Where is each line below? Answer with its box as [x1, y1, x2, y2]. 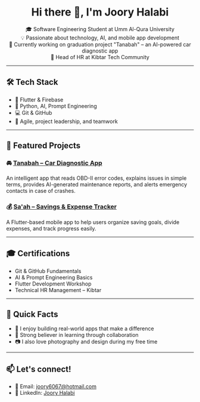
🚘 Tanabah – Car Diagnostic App [6, 159, 102, 167]
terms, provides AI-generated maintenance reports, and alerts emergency [6, 181, 187, 188]
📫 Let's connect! [6, 364, 71, 374]
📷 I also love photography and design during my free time [14, 338, 158, 345]
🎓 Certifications [6, 248, 70, 259]
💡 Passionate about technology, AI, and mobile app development [20, 34, 180, 41]
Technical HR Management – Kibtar [14, 286, 102, 293]
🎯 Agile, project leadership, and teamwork [14, 118, 118, 125]
